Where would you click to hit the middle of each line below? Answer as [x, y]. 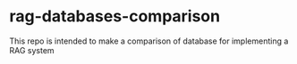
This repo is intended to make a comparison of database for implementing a [149, 41]
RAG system [32, 50]
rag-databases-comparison [115, 16]
